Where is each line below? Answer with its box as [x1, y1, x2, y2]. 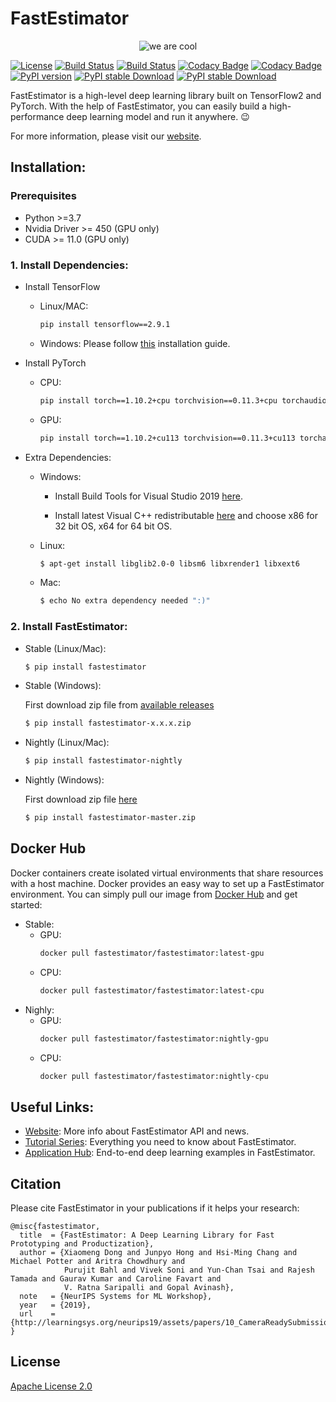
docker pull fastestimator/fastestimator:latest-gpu [39, 948, 265, 958]
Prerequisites [10, 189, 77, 203]
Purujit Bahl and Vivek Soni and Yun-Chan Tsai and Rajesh [63, 1265, 315, 1276]
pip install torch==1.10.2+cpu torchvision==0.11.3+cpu [39, 395, 278, 406]
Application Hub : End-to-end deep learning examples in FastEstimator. [24, 1147, 316, 1159]
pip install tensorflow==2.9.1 [39, 319, 171, 329]
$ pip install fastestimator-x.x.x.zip [24, 718, 192, 729]
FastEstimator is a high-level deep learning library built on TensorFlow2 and [10, 89, 322, 101]
